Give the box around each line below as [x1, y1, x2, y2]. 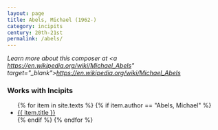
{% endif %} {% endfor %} [17, 116, 94, 124]
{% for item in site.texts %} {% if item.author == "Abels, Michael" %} [17, 101, 212, 109]
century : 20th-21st [7, 29, 63, 36]
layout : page [7, 10, 45, 17]
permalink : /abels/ [7, 36, 63, 42]
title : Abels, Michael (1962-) [7, 16, 97, 23]
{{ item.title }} [17, 109, 56, 117]
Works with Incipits [7, 86, 74, 96]
